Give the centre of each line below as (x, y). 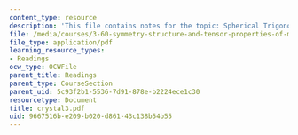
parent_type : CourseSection (61, 83)
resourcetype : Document (53, 100)
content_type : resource (53, 17)
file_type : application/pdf (61, 42)
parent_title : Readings (53, 75)
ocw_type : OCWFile (43, 67)
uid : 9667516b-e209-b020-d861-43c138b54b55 (91, 116)
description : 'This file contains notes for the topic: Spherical (134, 26)
